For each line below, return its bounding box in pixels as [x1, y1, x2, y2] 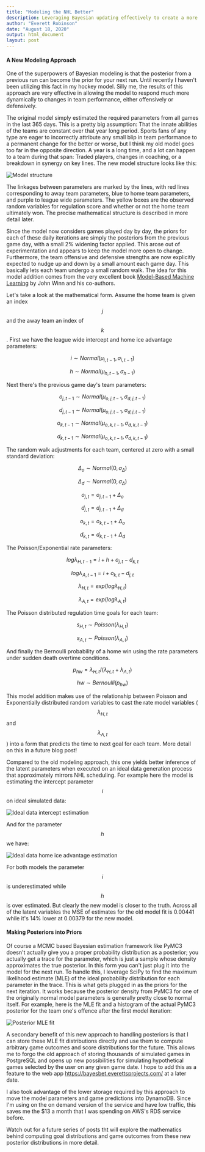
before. [6, 1113, 25, 1121]
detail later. [6, 216, 35, 223]
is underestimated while [6, 882, 67, 890]
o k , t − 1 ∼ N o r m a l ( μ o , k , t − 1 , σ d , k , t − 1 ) [57, 419, 148, 428]
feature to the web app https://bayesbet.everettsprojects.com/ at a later [6, 1069, 187, 1077]
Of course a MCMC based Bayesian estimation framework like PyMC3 [6, 942, 182, 949]
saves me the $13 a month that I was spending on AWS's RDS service [6, 1107, 181, 1115]
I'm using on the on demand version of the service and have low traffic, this [6, 1101, 196, 1108]
